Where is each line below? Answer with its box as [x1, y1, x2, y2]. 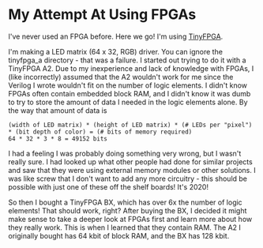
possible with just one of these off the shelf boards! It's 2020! [8, 182, 209, 191]
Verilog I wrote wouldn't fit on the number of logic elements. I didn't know [8, 81, 247, 90]
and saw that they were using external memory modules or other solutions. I [8, 165, 256, 175]
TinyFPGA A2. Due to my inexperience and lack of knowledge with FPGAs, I [8, 63, 254, 73]
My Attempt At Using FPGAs [8, 6, 197, 24]
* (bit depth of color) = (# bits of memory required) [8, 128, 193, 136]
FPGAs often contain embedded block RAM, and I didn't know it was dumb [8, 88, 251, 98]
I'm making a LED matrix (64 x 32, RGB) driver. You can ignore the [8, 47, 224, 56]
